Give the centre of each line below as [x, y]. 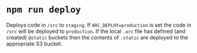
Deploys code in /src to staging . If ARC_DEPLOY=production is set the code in [99, 25]
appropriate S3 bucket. [34, 44]
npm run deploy [44, 10]
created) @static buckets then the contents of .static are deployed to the [97, 37]
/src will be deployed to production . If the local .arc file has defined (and [96, 31]
